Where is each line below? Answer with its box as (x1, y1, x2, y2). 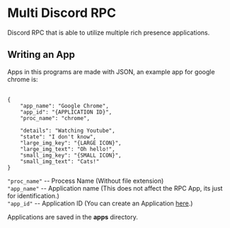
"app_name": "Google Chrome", (20, 102, 110, 109)
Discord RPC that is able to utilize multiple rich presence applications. (7, 28, 210, 37)
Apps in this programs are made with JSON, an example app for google (7, 67, 215, 76)
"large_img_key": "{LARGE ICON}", (20, 139, 122, 146)
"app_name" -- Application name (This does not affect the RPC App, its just (7, 184, 223, 192)
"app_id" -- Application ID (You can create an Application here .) (7, 199, 193, 208)
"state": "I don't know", (20, 133, 97, 140)
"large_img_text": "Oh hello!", (20, 145, 115, 152)
